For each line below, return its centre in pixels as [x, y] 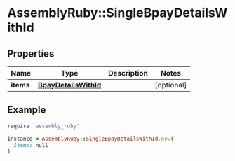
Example [27, 110]
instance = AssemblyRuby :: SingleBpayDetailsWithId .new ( [90, 139]
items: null [31, 145]
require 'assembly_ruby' [43, 126]
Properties [31, 54]
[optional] [171, 85]
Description [128, 73]
